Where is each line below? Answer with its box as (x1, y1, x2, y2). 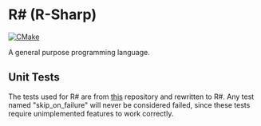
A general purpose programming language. (8, 47, 150, 57)
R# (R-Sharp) (8, 6, 97, 24)
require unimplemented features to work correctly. (8, 108, 174, 118)
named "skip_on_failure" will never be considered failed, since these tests (8, 100, 251, 109)
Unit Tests (8, 70, 60, 85)
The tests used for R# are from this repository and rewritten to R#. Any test (8, 92, 255, 101)
